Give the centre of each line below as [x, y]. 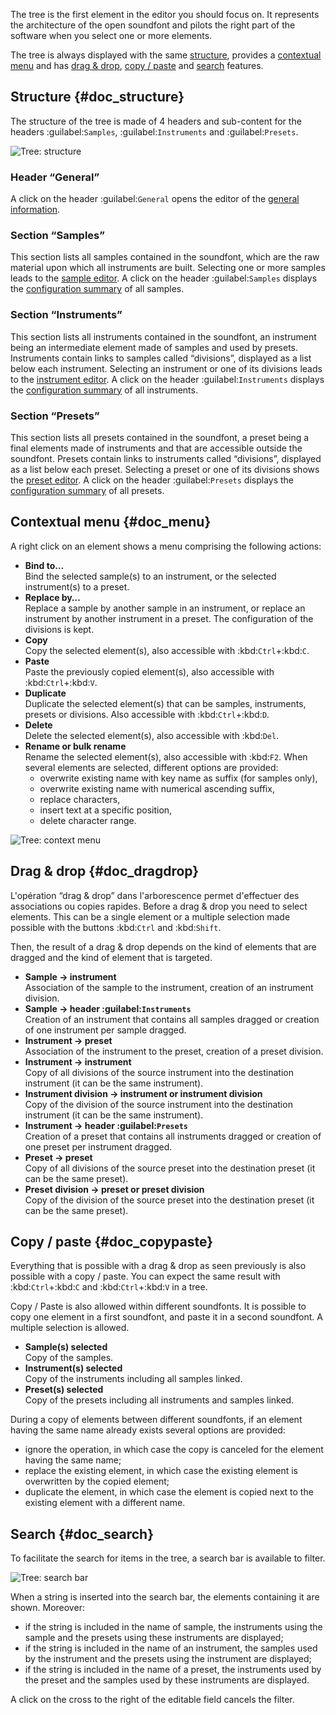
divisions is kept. [59, 629]
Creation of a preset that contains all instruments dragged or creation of [173, 1136]
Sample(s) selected [66, 1347]
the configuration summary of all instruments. [104, 390]
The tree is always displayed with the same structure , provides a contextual [166, 55]
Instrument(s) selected [73, 1368]
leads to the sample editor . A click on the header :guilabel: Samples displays [164, 278]
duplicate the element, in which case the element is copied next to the [169, 1492]
